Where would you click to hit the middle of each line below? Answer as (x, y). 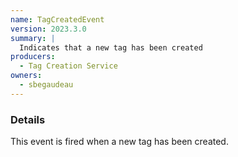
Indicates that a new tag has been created (111, 47)
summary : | (33, 38)
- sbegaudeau (46, 85)
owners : (26, 76)
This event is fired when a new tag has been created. (119, 142)
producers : (33, 57)
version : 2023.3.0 (48, 29)
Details (28, 119)
